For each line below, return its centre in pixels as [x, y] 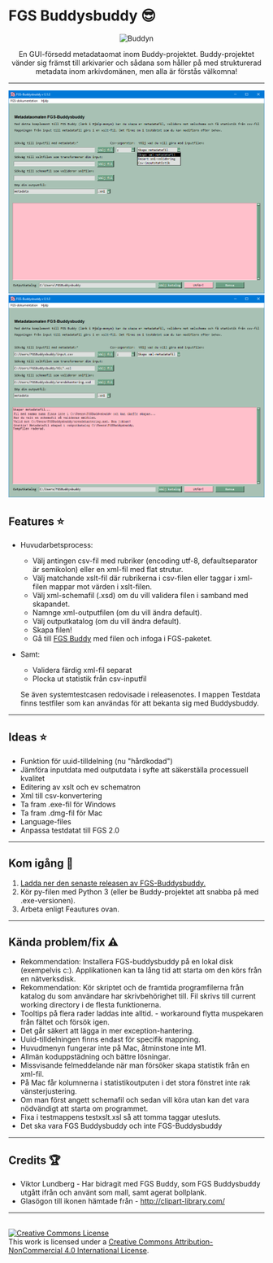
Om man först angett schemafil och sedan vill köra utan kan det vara [134, 1100]
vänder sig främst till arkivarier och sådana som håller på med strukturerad [136, 63]
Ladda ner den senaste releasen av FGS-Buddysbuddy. [113, 883]
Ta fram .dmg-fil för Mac [61, 813]
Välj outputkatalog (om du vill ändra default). [106, 621]
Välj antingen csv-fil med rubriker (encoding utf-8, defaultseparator [145, 561]
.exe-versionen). [48, 900]
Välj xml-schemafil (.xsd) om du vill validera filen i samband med [140, 595]
